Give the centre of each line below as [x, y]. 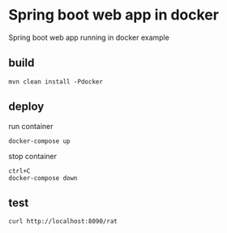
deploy [26, 107]
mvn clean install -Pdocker [56, 82]
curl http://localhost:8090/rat [63, 222]
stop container [33, 156]
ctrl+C [19, 171]
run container [31, 126]
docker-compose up [39, 141]
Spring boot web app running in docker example [89, 37]
